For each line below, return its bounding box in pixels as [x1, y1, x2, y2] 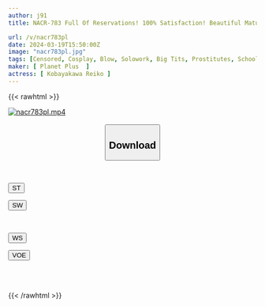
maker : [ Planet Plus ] [8, 63, 90, 71]
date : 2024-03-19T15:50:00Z [8, 40, 101, 48]
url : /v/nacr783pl [8, 33, 69, 41]
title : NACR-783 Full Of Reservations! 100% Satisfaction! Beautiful [8, 19, 242, 27]
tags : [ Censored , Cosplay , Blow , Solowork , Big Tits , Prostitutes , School [8, 55, 259, 63]
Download [109, 139, 156, 151]
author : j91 [8, 11, 47, 20]
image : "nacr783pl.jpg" [8, 48, 87, 56]
